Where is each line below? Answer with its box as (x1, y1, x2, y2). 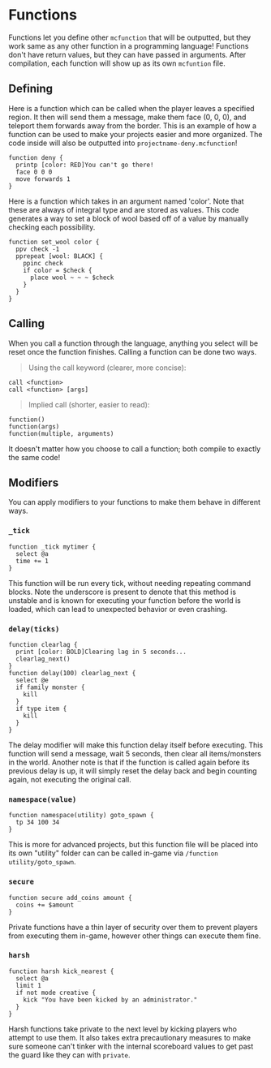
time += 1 (15, 557, 49, 565)
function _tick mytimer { (8, 542, 96, 551)
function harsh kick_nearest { (8, 967, 114, 975)
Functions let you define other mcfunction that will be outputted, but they (8, 32, 252, 42)
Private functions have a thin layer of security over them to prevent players (8, 922, 258, 932)
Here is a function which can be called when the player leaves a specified (8, 103, 255, 113)
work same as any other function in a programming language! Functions (8, 41, 249, 50)
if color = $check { (23, 266, 92, 274)
